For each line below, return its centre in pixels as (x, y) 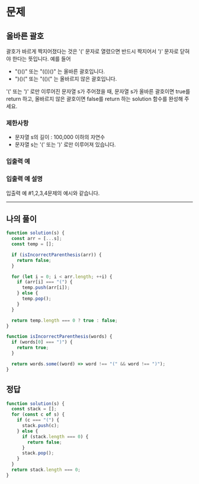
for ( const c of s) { (38, 415)
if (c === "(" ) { (38, 420)
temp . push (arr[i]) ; (46, 288)
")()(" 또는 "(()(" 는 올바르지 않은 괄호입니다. (66, 79)
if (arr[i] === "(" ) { (45, 282)
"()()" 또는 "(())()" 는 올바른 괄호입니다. (60, 71)
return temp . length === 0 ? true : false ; (65, 320)
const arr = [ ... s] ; (37, 239)
